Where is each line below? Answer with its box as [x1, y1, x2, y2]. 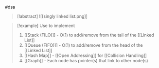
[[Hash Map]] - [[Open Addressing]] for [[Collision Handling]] [24, 53, 147, 58]
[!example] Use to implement [17, 23, 75, 28]
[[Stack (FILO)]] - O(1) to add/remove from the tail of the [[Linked [24, 32, 154, 38]
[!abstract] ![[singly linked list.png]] [17, 14, 88, 19]
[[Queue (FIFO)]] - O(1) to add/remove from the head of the [24, 42, 143, 48]
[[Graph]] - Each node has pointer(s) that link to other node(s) [24, 58, 148, 63]
